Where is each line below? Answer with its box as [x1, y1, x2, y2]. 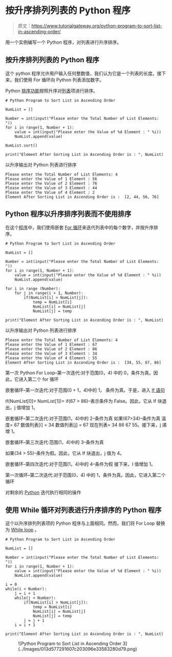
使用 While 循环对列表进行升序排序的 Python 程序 [5, 505, 162, 514]
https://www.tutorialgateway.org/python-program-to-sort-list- [31, 23, 162, 29]
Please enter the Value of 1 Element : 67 [5, 342, 97, 347]
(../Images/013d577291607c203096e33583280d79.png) [18, 646, 137, 652]
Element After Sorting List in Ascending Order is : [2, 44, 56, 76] [5, 194, 159, 200]
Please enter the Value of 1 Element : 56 [5, 176, 97, 182]
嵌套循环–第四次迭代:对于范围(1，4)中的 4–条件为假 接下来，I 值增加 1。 [5, 461, 156, 467]
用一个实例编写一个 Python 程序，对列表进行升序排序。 [5, 39, 122, 45]
